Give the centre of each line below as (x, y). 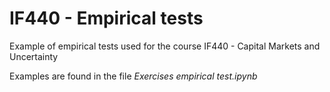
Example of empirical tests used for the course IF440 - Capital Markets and (165, 46)
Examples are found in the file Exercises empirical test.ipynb (133, 76)
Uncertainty (34, 56)
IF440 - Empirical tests (106, 18)
